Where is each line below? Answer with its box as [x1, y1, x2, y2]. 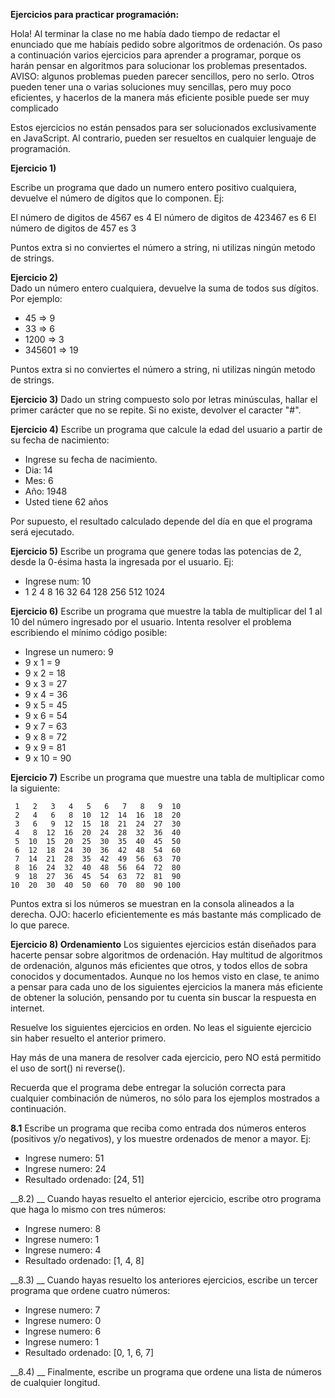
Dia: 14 [24, 464, 53, 476]
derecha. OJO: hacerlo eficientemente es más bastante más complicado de [10, 909, 322, 920]
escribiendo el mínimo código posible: [10, 627, 168, 638]
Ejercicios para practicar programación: [10, 9, 180, 20]
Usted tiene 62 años [24, 496, 109, 508]
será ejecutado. [10, 526, 75, 538]
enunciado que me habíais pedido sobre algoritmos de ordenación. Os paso [10, 39, 323, 50]
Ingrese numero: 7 [24, 1304, 101, 1316]
